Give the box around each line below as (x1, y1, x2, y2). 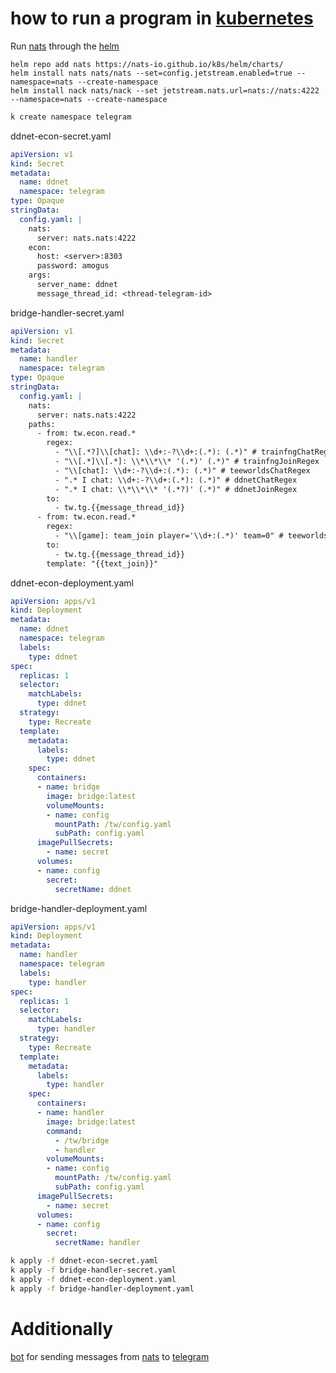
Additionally (10, 1317, 114, 1340)
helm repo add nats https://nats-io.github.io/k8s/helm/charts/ (10, 59, 284, 69)
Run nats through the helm (10, 40, 120, 52)
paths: (28, 419, 56, 429)
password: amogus (36, 261, 110, 271)
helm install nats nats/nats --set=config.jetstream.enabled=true (10, 68, 293, 78)
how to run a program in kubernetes (10, 7, 314, 30)
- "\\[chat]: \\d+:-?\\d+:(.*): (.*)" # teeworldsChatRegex (54, 465, 311, 476)
